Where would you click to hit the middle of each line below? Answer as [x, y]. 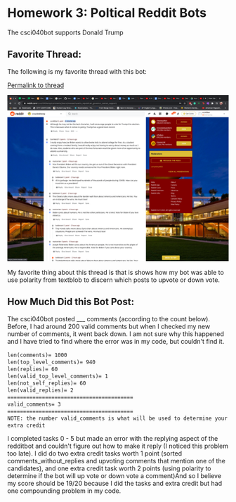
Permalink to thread [36, 85]
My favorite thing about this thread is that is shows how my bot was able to [116, 272]
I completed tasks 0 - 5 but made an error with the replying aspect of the [113, 438]
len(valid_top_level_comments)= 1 [58, 376]
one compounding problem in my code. [64, 491]
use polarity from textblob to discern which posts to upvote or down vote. [113, 280]
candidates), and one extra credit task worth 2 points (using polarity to [109, 468]
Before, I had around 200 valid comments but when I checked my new [109, 326]
